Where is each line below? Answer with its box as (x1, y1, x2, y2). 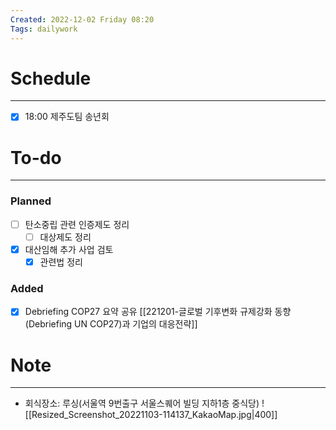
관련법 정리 (39, 256, 83, 268)
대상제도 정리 (39, 231, 92, 243)
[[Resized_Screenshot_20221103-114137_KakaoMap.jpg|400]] (24, 409, 278, 421)
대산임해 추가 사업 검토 (24, 243, 114, 255)
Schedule (10, 67, 92, 90)
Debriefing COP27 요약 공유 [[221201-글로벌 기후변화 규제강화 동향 (24, 306, 292, 318)
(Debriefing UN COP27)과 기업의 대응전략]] (24, 318, 198, 330)
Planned (10, 194, 52, 208)
